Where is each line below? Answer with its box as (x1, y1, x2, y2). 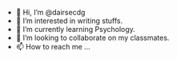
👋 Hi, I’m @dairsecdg (15, 8, 86, 17)
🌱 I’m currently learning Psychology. (15, 25, 136, 33)
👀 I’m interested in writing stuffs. (15, 16, 123, 26)
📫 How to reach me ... (15, 42, 91, 51)
